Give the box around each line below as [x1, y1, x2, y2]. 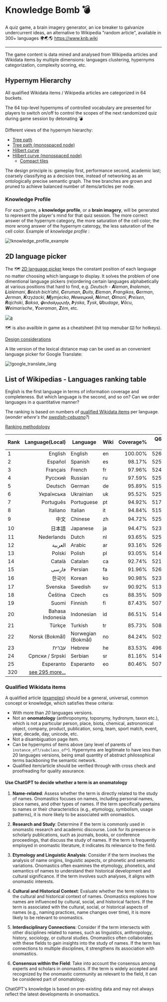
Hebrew [70, 644, 89, 651]
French [70, 466, 87, 473]
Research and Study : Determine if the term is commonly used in [12, 821, 145, 827]
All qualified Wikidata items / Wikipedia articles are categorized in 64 [5, 90, 146, 96]
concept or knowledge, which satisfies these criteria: [5, 700, 114, 706]
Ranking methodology [5, 423, 50, 429]
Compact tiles [19, 158, 49, 164]
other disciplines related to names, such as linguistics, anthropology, [12, 930, 153, 936]
